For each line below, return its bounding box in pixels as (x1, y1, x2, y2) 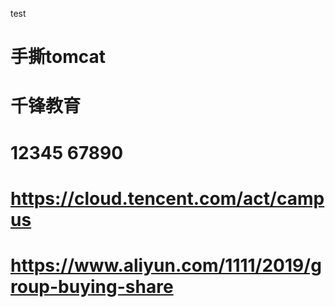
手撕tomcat (10, 46, 106, 68)
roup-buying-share (10, 275, 174, 298)
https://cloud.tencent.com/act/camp (10, 187, 325, 210)
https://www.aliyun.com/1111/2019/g (10, 254, 322, 277)
